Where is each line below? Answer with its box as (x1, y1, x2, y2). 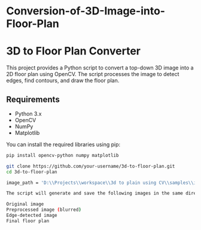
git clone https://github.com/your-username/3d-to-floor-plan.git (6, 163, 175, 169)
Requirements (6, 94, 60, 104)
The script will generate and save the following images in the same (6, 190, 184, 196)
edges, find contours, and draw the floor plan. (6, 77, 120, 84)
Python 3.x (14, 110, 42, 117)
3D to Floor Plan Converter (6, 44, 141, 58)
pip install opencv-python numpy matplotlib (6, 152, 119, 158)
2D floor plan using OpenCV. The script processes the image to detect (6, 71, 179, 78)
